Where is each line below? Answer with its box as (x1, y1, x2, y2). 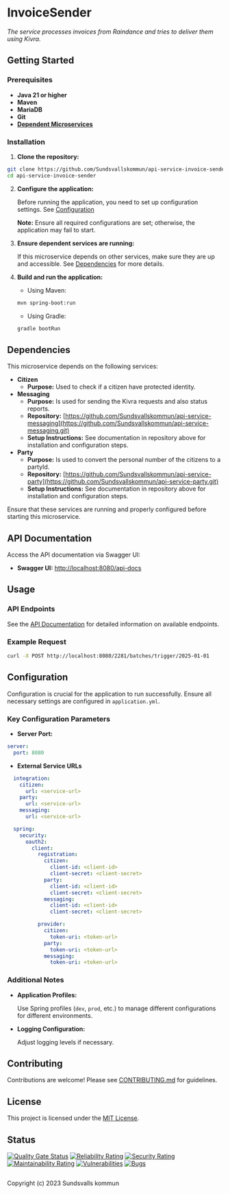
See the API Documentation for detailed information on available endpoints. (7, 620, 220, 628)
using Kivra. (7, 34, 41, 42)
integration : (13, 775, 51, 782)
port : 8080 (13, 749, 44, 756)
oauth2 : (25, 838, 48, 845)
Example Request (7, 637, 66, 646)
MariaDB (16, 105, 43, 114)
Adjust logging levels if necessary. (16, 1038, 114, 1046)
